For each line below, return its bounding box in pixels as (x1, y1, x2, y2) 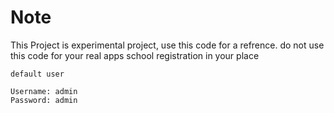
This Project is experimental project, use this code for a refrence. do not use (10, 39, 325, 51)
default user (10, 69, 65, 79)
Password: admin (10, 95, 78, 105)
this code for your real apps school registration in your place (10, 49, 260, 61)
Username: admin (10, 86, 78, 96)
